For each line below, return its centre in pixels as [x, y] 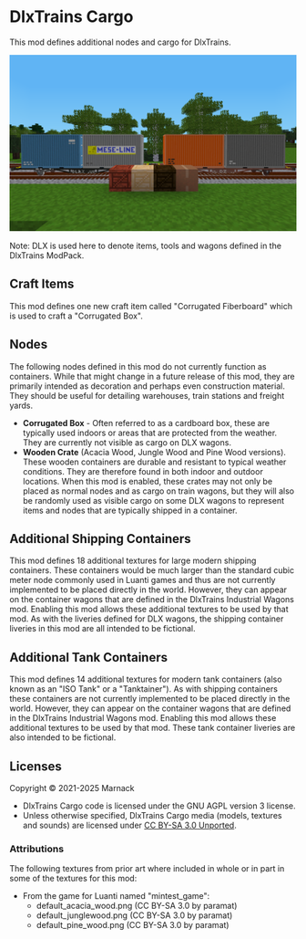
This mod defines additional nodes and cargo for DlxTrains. [120, 42]
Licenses [36, 766]
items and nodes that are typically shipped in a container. [130, 510]
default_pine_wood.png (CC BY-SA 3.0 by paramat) [133, 925]
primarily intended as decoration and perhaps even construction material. [147, 386]
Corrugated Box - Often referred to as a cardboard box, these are [146, 423]
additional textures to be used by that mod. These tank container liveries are [153, 728]
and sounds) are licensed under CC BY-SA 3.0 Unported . [129, 825]
